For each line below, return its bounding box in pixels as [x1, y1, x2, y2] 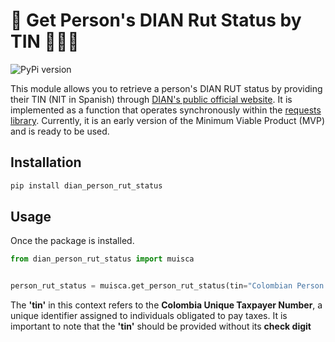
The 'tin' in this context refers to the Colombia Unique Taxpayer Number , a [10, 299, 323, 311]
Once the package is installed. [10, 235, 135, 247]
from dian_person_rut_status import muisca [10, 254, 195, 264]
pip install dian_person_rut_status [10, 180, 163, 191]
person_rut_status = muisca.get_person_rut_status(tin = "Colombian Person [10, 281, 325, 291]
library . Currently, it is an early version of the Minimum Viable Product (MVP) [10, 114, 326, 126]
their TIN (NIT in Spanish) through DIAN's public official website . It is [10, 93, 293, 105]
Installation [10, 154, 82, 171]
